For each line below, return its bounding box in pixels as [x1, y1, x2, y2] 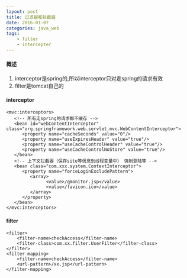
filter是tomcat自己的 [14, 82, 64, 89]
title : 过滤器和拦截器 [6, 14, 56, 20]
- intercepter [17, 42, 51, 48]
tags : [6, 31, 20, 37]
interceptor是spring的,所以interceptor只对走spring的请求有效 [14, 75, 163, 82]
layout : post [6, 8, 38, 15]
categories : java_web [6, 25, 60, 31]
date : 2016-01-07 [6, 20, 49, 25]
